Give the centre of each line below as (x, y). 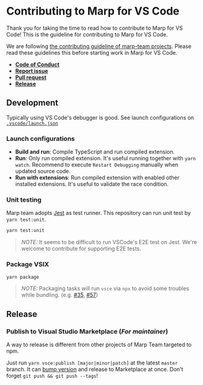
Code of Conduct (37, 64)
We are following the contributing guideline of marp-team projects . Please (99, 46)
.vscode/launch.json (33, 123)
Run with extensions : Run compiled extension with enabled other (97, 178)
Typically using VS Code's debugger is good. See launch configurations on (100, 117)
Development (33, 103)
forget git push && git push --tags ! (52, 376)
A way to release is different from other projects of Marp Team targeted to (99, 345)
